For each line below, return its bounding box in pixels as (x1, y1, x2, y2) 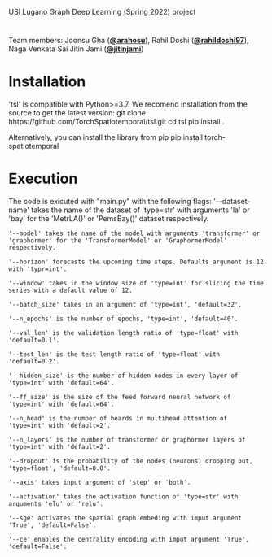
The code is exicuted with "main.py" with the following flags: (8, 197, 212, 207)
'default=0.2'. (8, 358, 60, 366)
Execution (8, 170, 78, 188)
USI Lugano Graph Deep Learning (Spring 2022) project (8, 7, 196, 16)
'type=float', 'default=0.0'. (8, 464, 112, 472)
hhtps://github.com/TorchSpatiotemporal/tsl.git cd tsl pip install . (8, 117, 225, 127)
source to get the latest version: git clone (8, 108, 147, 118)
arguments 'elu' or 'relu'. (8, 500, 104, 508)
